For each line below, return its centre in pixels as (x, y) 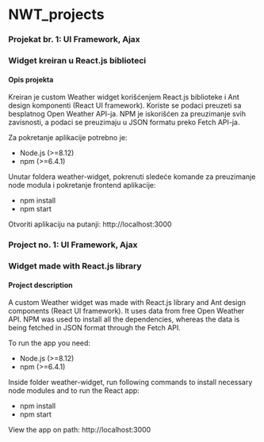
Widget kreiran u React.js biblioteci (77, 61)
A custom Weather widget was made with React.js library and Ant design (127, 303)
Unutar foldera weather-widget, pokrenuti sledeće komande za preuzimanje (132, 177)
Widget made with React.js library (75, 266)
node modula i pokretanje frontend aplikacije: (82, 185)
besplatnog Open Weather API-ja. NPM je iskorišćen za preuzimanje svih (127, 114)
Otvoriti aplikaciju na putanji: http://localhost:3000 (90, 224)
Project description (40, 285)
